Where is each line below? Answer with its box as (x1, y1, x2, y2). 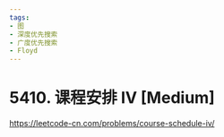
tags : (9, 13, 30, 22)
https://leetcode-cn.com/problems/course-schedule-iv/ (9, 118, 215, 129)
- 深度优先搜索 (9, 30, 58, 39)
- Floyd (9, 47, 39, 56)
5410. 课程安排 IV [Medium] (9, 88, 215, 108)
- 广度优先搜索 (9, 38, 58, 47)
